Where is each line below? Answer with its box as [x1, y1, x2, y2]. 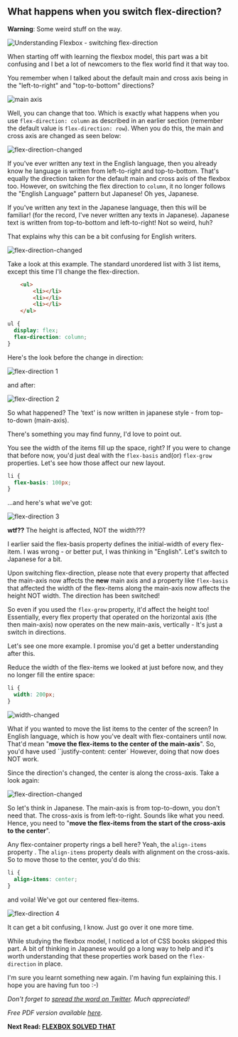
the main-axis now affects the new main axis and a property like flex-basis [7, 576, 229, 585]
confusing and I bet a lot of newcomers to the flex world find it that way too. [7, 60, 229, 68]
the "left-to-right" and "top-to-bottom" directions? [7, 81, 155, 90]
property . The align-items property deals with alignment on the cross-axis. [7, 848, 230, 856]
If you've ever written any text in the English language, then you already [7, 159, 217, 167]
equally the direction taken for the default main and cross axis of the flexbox [7, 174, 231, 182]
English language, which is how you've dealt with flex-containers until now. [7, 731, 227, 740]
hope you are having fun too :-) [7, 981, 99, 989]
